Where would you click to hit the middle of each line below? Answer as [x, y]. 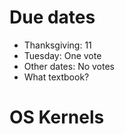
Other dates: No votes [69, 66]
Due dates [52, 17]
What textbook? [56, 77]
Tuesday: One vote [62, 55]
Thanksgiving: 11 [57, 45]
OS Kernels [57, 117]
